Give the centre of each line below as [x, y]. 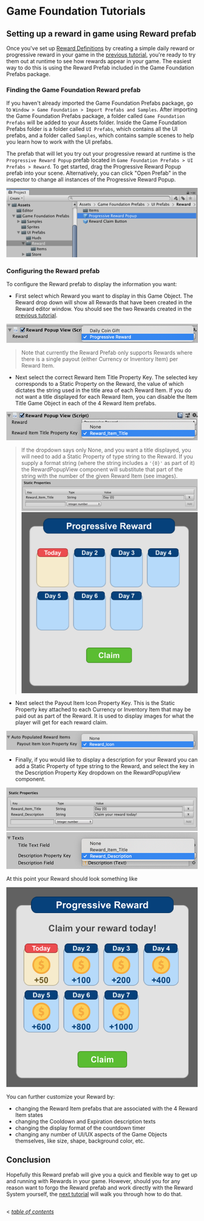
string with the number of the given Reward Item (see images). [99, 475]
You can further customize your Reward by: [61, 1097]
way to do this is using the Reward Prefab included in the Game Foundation [100, 68]
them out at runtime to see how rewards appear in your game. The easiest [99, 61]
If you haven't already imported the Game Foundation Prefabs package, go [100, 103]
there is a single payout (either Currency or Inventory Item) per [99, 359]
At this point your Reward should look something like [72, 879]
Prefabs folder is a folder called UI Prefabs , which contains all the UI [92, 129]
